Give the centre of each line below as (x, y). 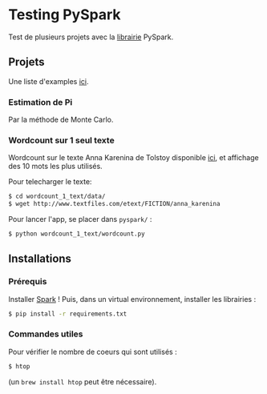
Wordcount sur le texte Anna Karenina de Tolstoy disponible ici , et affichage (133, 158)
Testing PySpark (65, 15)
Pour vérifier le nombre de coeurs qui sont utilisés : (93, 352)
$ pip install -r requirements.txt (68, 314)
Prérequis (28, 282)
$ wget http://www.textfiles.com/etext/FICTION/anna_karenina (114, 204)
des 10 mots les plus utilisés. (55, 167)
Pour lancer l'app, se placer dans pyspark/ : (80, 219)
